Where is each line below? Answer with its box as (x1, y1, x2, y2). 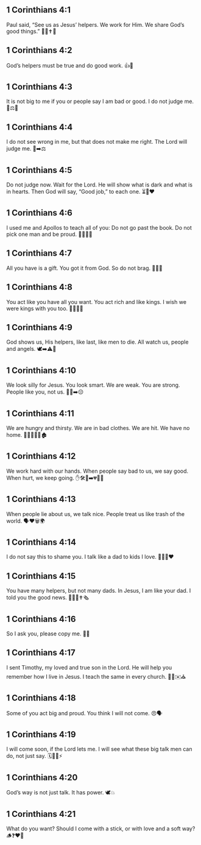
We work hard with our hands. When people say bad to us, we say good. (6, 467, 189, 475)
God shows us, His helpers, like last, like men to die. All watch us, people (6, 338, 189, 346)
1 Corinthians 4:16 (6, 613, 76, 624)
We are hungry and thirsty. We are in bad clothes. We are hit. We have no (6, 424, 190, 431)
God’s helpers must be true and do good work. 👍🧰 (6, 62, 134, 69)
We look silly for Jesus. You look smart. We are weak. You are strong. (6, 381, 180, 389)
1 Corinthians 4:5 (6, 164, 72, 175)
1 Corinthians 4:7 (6, 248, 72, 258)
